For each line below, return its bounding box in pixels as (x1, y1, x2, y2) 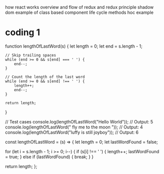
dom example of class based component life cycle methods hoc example (5, 9, 154, 15)
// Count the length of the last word (5, 74, 85, 79)
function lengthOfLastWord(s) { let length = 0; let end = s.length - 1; (5, 43, 143, 49)
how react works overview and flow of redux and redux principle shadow (5, 4, 154, 10)
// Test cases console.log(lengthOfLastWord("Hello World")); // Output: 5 (5, 118, 153, 124)
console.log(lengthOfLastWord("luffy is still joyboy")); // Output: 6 (5, 129, 139, 135)
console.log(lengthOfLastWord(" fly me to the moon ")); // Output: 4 (5, 124, 143, 130)
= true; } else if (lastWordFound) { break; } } (5, 154, 94, 160)
